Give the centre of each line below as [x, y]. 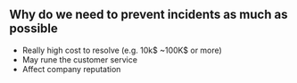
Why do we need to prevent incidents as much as [148, 15]
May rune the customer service [80, 59]
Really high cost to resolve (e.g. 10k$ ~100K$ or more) [122, 50]
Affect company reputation [71, 69]
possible [33, 29]
